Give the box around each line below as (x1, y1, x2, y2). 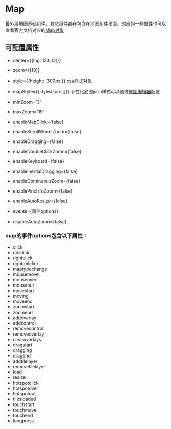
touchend (12, 412, 33, 419)
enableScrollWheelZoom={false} (12, 128, 82, 134)
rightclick (12, 255, 33, 261)
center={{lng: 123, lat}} (12, 57, 61, 63)
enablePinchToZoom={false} (12, 187, 73, 194)
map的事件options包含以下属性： (5, 232, 88, 239)
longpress (12, 418, 34, 424)
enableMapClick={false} (12, 118, 64, 125)
